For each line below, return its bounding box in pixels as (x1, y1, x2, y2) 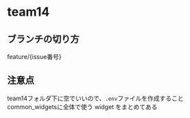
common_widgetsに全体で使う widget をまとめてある (7, 102, 158, 110)
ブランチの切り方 (7, 33, 80, 45)
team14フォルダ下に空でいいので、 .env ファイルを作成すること (7, 94, 184, 102)
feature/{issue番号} (7, 53, 62, 60)
